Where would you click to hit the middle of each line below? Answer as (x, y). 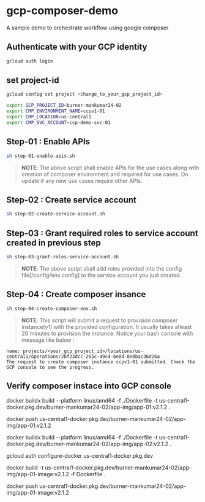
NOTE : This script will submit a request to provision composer (99, 320)
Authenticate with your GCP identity (77, 47)
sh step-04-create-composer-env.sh (52, 308)
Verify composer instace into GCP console (89, 386)
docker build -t (25, 468)
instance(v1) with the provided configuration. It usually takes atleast (106, 326)
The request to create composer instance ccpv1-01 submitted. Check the (101, 362)
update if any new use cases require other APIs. (82, 180)
